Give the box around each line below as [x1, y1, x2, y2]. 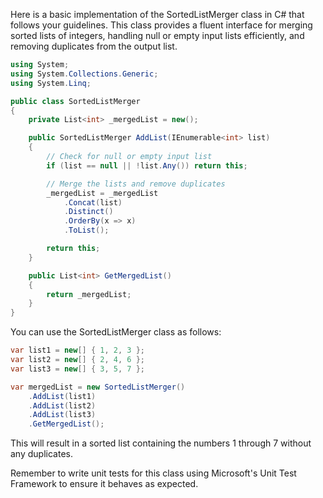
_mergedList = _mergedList [46, 188, 159, 198]
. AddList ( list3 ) [28, 410, 97, 420]
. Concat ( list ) [63, 197, 123, 208]
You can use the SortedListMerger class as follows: [10, 326, 222, 338]
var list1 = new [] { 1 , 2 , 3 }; [10, 345, 145, 356]
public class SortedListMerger [10, 96, 141, 106]
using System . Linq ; [10, 78, 92, 88]
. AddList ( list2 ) [28, 400, 97, 411]
